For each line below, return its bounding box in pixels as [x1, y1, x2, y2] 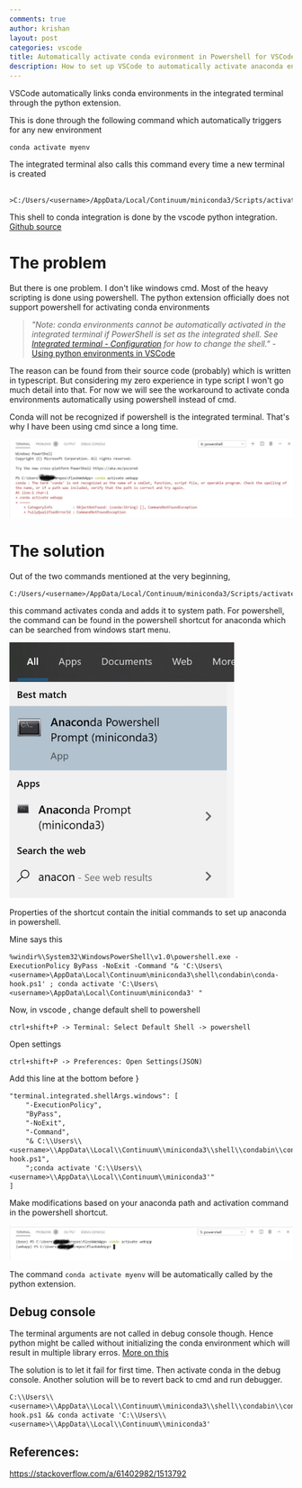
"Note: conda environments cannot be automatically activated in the [31, 319, 286, 330]
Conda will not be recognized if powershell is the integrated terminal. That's [9, 411, 290, 422]
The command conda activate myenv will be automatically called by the [9, 1268, 273, 1279]
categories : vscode [9, 43, 83, 52]
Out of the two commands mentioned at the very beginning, [9, 570, 231, 581]
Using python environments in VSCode [31, 348, 175, 358]
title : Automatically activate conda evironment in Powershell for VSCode [9, 52, 296, 62]
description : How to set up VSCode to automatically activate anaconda [9, 62, 283, 71]
